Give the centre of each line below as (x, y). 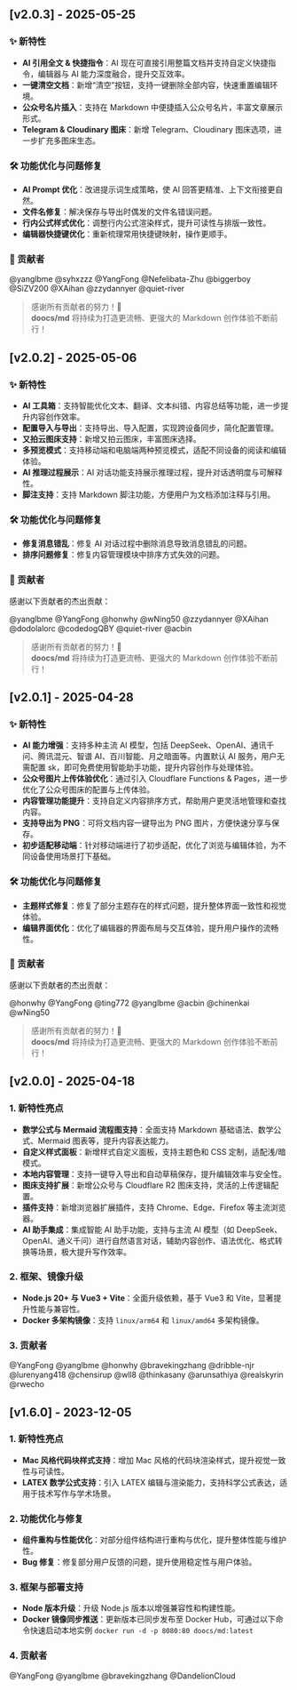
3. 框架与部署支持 (47, 1588)
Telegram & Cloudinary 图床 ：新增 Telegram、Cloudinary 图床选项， (148, 129)
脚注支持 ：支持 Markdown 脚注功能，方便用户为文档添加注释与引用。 (148, 494)
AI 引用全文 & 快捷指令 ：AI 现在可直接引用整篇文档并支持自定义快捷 (145, 62)
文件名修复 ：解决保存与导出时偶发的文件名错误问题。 (119, 212)
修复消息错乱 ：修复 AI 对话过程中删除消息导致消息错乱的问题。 (137, 544)
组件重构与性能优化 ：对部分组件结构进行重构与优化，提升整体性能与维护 (154, 1540)
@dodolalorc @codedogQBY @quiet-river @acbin (101, 628)
